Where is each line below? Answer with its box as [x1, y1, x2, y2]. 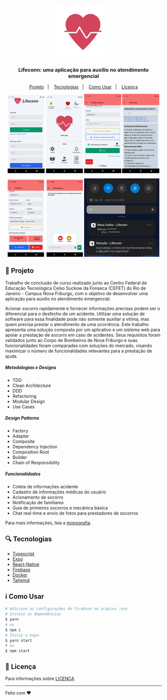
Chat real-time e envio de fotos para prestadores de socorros [12, 510, 138, 516]
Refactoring [12, 393, 37, 399]
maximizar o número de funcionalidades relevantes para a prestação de [5, 348, 153, 353]
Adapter [12, 433, 29, 439]
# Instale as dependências [5, 612, 61, 617]
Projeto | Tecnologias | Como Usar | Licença [29, 84, 138, 90]
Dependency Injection [12, 443, 58, 449]
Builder [12, 454, 27, 460]
